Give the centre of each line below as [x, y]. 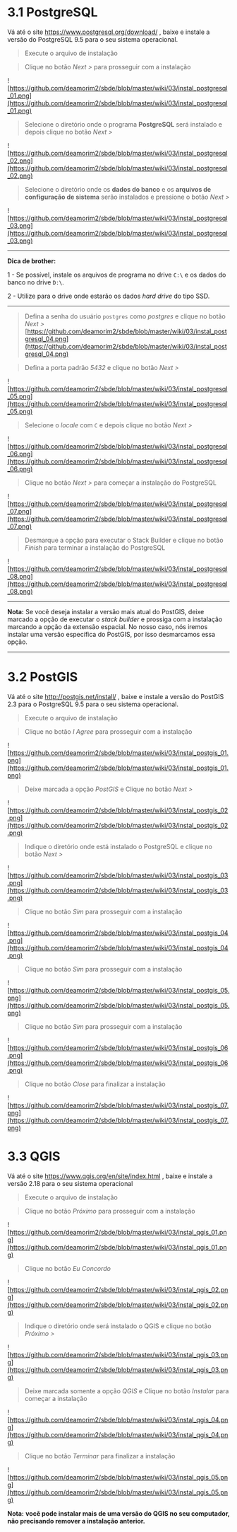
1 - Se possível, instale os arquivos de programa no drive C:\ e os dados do [117, 275]
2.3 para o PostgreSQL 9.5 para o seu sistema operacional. [93, 704]
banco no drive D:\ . [36, 282]
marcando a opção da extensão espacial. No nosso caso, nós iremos [108, 626]
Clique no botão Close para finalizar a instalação [95, 1084]
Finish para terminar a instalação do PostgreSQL [95, 547]
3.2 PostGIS [43, 677]
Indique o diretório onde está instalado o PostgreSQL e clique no [119, 846]
